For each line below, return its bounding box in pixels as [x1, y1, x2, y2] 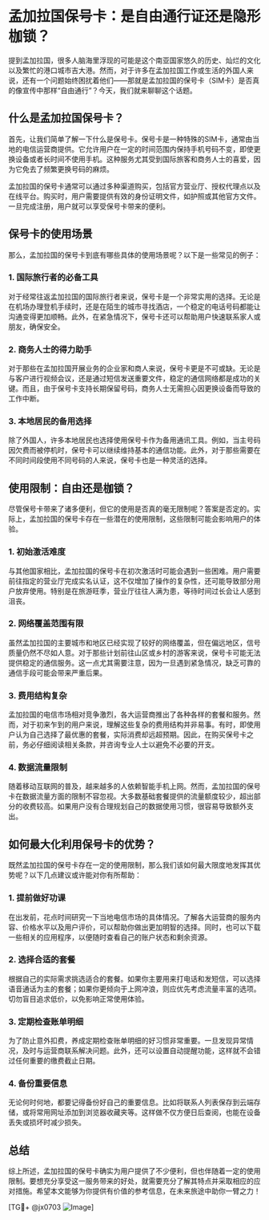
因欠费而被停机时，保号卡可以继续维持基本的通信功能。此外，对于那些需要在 [8, 445, 261, 455]
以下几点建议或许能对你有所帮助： [29, 870, 142, 880]
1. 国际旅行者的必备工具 [8, 272, 98, 283]
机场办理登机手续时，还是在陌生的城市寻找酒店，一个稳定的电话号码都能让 [14, 302, 261, 311]
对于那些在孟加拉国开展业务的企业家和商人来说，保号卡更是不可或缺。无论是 [8, 364, 261, 373]
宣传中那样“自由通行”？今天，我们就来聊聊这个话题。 [22, 85, 198, 95]
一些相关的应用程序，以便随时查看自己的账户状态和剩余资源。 [8, 932, 212, 941]
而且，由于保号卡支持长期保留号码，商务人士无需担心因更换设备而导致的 [22, 384, 261, 393]
